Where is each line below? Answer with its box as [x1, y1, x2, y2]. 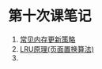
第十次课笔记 [8, 7, 93, 25]
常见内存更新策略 [19, 34, 76, 44]
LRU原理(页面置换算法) [19, 44, 95, 53]
